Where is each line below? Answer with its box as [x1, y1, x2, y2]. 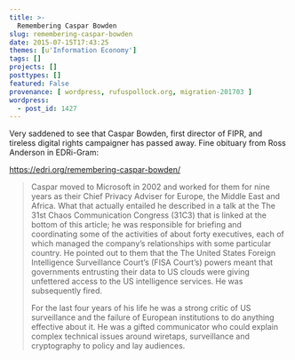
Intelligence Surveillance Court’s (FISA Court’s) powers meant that [30, 257, 274, 268]
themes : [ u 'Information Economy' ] [9, 46, 138, 55]
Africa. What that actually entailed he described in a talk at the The [30, 201, 275, 212]
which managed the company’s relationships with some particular [30, 238, 272, 249]
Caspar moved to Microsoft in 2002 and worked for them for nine [30, 181, 271, 192]
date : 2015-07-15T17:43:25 [9, 37, 109, 47]
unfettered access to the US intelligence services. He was [30, 276, 243, 287]
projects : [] [9, 63, 58, 72]
